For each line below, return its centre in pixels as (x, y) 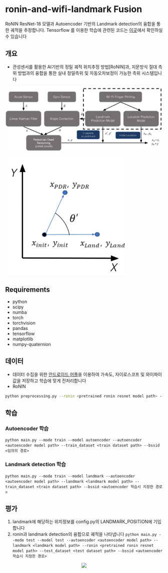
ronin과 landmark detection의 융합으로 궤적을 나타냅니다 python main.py (84, 534)
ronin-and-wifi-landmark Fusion (74, 9)
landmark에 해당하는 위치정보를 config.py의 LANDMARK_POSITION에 (82, 522)
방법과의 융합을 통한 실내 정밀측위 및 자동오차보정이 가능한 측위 (79, 73)
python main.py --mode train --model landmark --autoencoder (70, 476)
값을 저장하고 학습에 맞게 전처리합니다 (49, 381)
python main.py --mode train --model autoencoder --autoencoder (73, 440)
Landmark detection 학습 (35, 465)
